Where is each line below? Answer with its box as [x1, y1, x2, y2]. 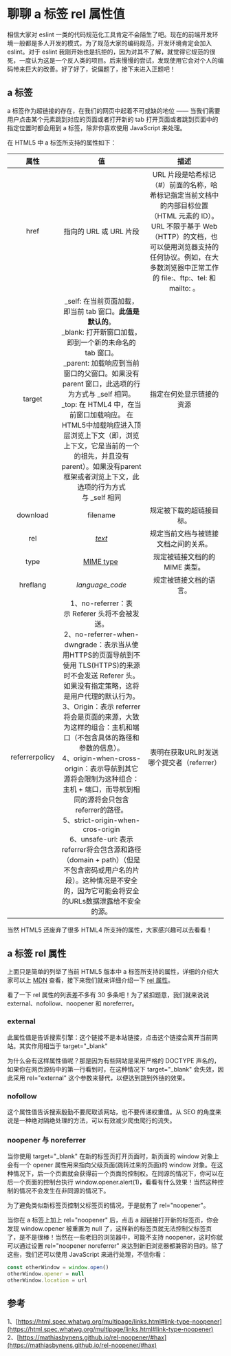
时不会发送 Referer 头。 [63, 671, 140, 680]
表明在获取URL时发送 [150, 747, 219, 757]
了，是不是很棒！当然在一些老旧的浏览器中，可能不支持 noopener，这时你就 [7, 1233, 223, 1242]
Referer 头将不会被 [71, 609, 133, 618]
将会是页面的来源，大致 [63, 712, 140, 722]
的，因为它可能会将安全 [63, 886, 140, 895]
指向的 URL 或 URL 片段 [63, 227, 140, 236]
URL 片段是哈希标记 [152, 169, 217, 179]
